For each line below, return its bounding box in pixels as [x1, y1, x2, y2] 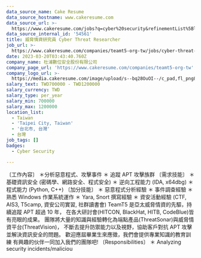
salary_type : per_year [6, 92, 63, 98]
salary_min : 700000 [6, 98, 55, 104]
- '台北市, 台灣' [11, 126, 50, 132]
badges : [6, 142, 26, 149]
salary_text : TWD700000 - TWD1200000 [6, 82, 100, 88]
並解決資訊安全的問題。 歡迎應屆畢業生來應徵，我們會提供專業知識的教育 [6, 230, 186, 238]
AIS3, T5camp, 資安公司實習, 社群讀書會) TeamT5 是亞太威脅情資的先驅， [6, 200, 187, 208]
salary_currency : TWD [6, 87, 60, 93]
